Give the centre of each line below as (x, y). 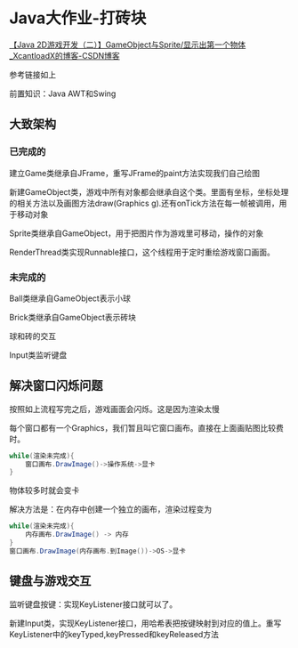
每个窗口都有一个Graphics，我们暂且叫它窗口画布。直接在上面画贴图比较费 (147, 427)
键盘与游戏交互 (50, 581)
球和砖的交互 (32, 336)
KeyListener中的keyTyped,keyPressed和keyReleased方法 (114, 634)
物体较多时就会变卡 (44, 490)
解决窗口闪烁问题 (56, 386)
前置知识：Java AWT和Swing (63, 93)
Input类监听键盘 (38, 355)
